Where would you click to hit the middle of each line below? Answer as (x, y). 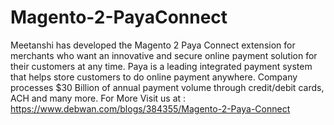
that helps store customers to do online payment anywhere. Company (154, 77)
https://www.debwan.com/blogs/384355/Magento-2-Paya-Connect (150, 108)
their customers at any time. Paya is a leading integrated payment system (161, 66)
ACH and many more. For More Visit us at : (98, 98)
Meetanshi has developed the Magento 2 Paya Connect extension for (153, 45)
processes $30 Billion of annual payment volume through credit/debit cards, (167, 87)
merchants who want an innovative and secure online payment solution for (164, 55)
